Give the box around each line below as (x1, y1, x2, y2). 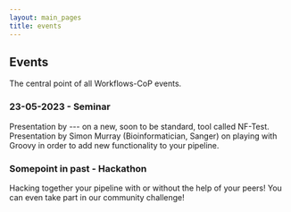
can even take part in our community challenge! (9, 191, 185, 202)
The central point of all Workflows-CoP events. (9, 78, 182, 89)
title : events (9, 21, 62, 30)
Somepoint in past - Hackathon (9, 162, 147, 174)
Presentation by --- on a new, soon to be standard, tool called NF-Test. (9, 121, 270, 131)
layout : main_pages (9, 13, 82, 22)
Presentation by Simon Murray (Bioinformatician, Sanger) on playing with (9, 131, 278, 141)
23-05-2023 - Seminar (9, 100, 111, 113)
